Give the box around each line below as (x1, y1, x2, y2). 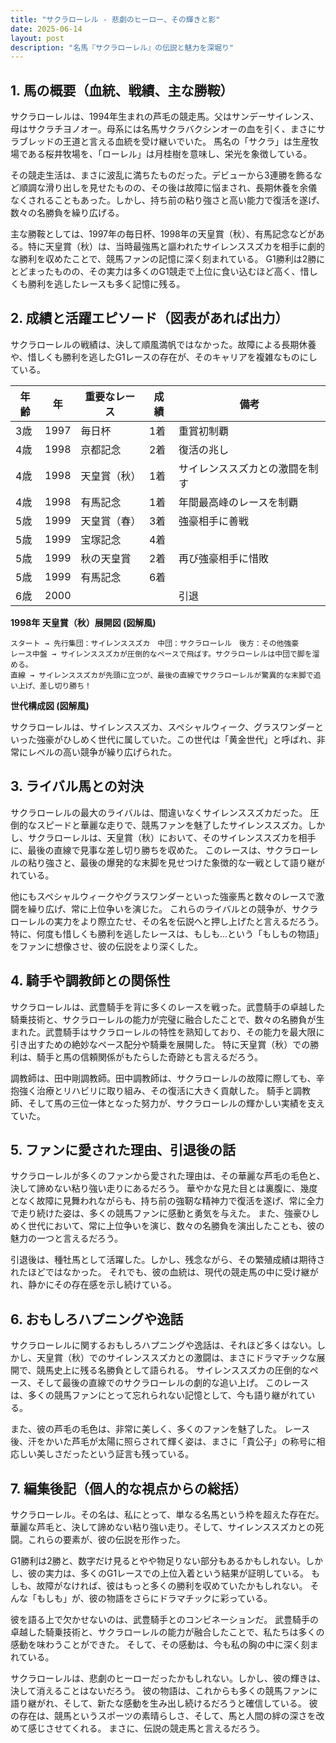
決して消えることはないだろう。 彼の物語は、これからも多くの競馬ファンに (10, 1684, 318, 1696)
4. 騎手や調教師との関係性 (10, 972, 171, 990)
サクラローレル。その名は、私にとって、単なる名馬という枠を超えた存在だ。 (10, 1508, 325, 1520)
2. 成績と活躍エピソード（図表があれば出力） (10, 310, 289, 327)
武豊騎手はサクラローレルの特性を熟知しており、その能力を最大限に (44, 1026, 325, 1038)
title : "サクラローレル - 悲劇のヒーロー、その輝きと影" (10, 14, 221, 25)
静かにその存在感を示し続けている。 (28, 1279, 177, 1291)
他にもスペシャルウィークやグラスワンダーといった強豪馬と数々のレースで (10, 890, 317, 902)
